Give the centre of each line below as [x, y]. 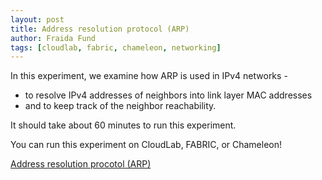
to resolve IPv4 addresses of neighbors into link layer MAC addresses [168, 95]
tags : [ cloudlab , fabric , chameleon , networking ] [116, 47]
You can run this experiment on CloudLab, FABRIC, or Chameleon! [146, 145]
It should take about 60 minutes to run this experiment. [123, 125]
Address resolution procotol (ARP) [81, 164]
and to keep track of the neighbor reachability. [120, 106]
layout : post [37, 19]
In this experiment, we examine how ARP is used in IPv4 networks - [149, 76]
